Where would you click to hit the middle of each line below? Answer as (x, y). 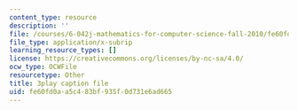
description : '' (39, 26)
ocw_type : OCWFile (43, 67)
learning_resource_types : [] (63, 51)
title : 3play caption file (59, 83)
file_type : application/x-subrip (71, 42)
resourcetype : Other (47, 75)
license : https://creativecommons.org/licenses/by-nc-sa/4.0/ (126, 59)
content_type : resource (53, 17)
